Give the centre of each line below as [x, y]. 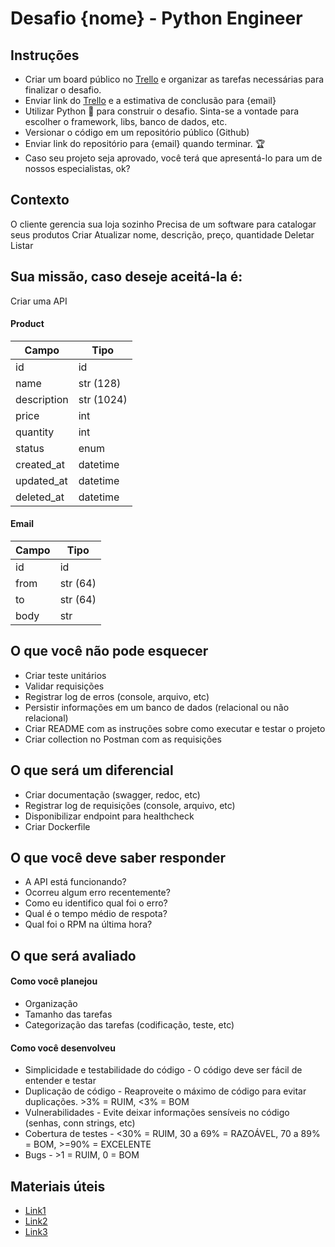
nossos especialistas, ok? [77, 168]
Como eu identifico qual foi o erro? [96, 903]
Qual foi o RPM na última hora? [88, 924]
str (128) [100, 383]
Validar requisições [64, 686]
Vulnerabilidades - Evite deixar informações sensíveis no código [157, 1113]
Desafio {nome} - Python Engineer [156, 18]
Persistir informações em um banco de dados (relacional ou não [157, 707]
